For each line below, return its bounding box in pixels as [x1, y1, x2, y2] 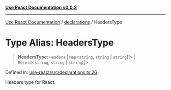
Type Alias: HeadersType [5, 37, 114, 49]
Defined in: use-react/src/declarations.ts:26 [5, 69, 98, 75]
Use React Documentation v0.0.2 [5, 5, 77, 10]
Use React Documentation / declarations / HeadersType [5, 19, 122, 25]
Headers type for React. [5, 79, 56, 85]
